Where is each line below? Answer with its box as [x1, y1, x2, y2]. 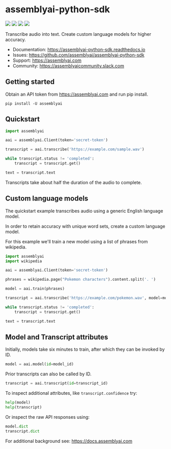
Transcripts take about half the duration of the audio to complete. [5, 179, 142, 185]
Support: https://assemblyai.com [12, 57, 82, 63]
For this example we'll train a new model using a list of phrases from [5, 238, 148, 244]
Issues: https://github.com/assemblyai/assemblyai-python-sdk [12, 52, 145, 58]
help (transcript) [5, 405, 42, 410]
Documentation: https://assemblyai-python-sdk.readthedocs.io [12, 46, 146, 52]
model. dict [5, 423, 28, 429]
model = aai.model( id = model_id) [5, 362, 74, 367]
